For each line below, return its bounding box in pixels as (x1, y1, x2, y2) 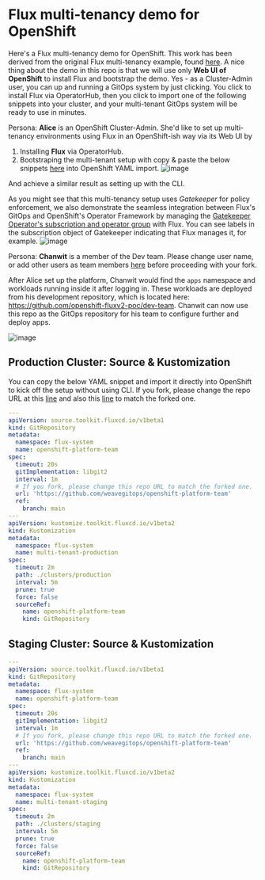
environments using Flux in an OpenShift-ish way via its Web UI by (36, 131, 253, 140)
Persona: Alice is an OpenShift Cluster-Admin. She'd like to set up (8, 123, 223, 132)
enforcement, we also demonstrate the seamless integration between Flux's (8, 202, 256, 211)
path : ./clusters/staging (15, 820, 101, 829)
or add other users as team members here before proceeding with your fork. (8, 260, 257, 269)
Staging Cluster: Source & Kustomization (8, 637, 214, 650)
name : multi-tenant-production (15, 549, 119, 557)
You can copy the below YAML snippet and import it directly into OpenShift (8, 376, 252, 386)
